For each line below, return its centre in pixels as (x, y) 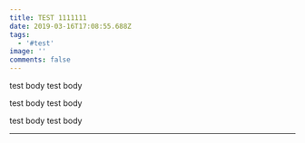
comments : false (40, 60)
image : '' (28, 52)
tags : (20, 34)
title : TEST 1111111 (49, 18)
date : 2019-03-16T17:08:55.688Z (70, 26)
